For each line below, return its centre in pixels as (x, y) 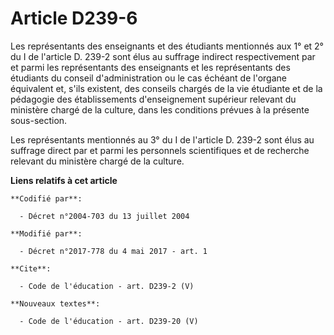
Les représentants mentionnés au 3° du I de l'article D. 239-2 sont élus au (162, 139)
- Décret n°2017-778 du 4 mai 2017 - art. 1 (113, 251)
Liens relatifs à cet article (64, 180)
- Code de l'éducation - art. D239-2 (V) (107, 286)
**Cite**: (31, 268)
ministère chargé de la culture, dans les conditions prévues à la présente (160, 109)
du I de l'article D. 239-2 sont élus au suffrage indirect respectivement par (163, 56)
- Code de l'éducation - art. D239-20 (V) (109, 321)
